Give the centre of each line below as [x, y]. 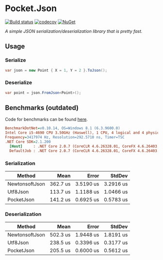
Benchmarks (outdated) [42, 108]
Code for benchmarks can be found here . [47, 120]
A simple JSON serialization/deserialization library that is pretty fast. [74, 31]
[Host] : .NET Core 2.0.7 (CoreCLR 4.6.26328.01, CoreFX [73, 146]
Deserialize [19, 83]
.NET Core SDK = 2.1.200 [28, 142]
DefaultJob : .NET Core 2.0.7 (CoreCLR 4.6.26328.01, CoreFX [73, 151]
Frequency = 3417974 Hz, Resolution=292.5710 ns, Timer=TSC [65, 138]
